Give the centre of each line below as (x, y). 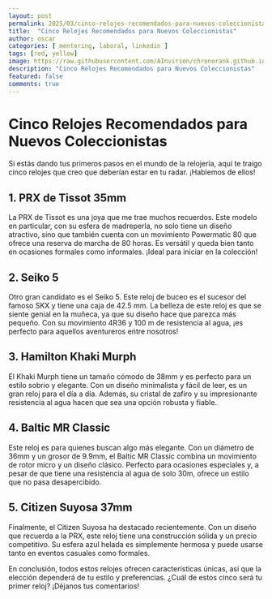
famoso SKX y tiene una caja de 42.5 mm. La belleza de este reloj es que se (135, 306)
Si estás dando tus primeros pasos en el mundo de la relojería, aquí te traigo (136, 164)
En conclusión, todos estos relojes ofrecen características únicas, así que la (135, 568)
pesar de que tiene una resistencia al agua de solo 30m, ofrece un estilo (129, 473)
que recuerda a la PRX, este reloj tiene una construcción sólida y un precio (133, 536)
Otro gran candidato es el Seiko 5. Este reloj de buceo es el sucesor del (127, 297)
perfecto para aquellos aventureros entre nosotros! (93, 332)
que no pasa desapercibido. (55, 482)
